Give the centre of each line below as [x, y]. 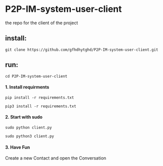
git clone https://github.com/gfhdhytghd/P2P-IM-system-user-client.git [82, 50]
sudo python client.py [28, 127]
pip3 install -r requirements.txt [41, 106]
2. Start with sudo [24, 117]
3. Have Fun [18, 147]
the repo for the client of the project [42, 23]
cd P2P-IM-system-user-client [36, 76]
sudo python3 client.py [30, 136]
